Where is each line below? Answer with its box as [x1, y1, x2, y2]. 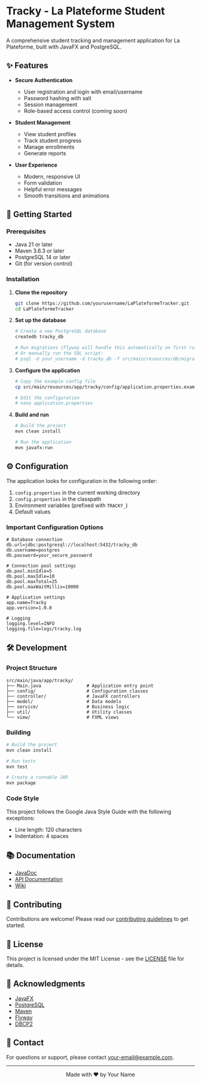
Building [6, 728, 31, 736]
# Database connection [6, 536, 63, 542]
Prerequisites [6, 227, 46, 236]
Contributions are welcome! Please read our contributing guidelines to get [6, 915, 188, 923]
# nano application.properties [14, 400, 93, 406]
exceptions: [6, 814, 35, 821]
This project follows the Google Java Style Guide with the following [6, 808, 172, 815]
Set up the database [14, 317, 66, 324]
